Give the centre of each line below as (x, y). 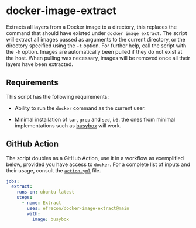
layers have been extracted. (39, 64)
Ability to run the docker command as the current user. (80, 108)
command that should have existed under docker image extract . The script (97, 33)
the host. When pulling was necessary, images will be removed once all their (98, 58)
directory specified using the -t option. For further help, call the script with (96, 46)
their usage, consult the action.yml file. (54, 170)
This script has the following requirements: (58, 96)
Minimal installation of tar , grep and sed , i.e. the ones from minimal (95, 119)
